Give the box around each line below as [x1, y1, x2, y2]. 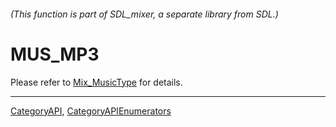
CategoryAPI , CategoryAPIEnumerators [10, 105, 172, 117]
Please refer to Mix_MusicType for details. [10, 76, 183, 88]
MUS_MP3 [10, 43, 100, 65]
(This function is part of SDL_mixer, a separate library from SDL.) [10, 8, 279, 20]
